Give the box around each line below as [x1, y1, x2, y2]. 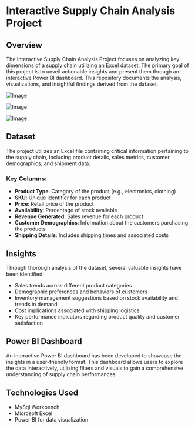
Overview [6, 40, 43, 50]
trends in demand [14, 300, 58, 307]
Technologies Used [6, 388, 78, 398]
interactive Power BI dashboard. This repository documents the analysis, [6, 75, 182, 81]
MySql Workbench [14, 403, 60, 410]
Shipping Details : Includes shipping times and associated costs [14, 232, 169, 239]
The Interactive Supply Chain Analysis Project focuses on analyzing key [6, 56, 180, 62]
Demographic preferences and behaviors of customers [14, 288, 148, 295]
